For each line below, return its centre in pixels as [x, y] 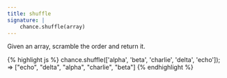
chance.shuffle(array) [53, 26]
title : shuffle [29, 14]
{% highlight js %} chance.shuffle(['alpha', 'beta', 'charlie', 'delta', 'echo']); [114, 60]
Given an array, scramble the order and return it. [76, 47]
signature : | [26, 20]
